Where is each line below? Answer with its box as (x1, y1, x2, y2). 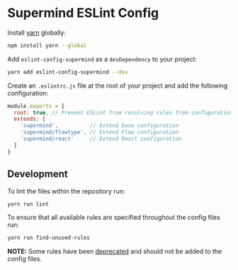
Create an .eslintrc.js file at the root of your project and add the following (7, 81, 228, 90)
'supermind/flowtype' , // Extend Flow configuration (20, 129, 179, 136)
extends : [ (13, 115, 46, 123)
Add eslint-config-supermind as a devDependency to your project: (7, 54, 197, 63)
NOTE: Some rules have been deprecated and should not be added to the (7, 247, 222, 256)
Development (7, 168, 69, 180)
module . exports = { (7, 102, 65, 110)
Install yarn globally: (7, 28, 66, 37)
